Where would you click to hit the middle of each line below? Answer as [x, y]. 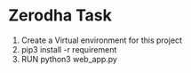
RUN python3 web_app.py [69, 59]
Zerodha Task [60, 16]
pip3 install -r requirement [69, 49]
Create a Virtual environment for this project [102, 40]
